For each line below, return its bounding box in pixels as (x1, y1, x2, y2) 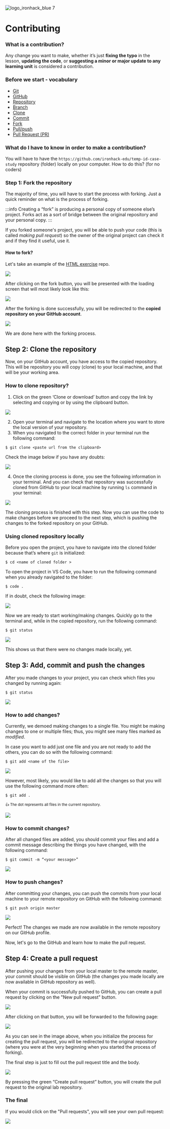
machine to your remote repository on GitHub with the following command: (5, 895, 162, 902)
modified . (5, 734, 25, 740)
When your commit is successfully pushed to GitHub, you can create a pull (5, 988, 162, 995)
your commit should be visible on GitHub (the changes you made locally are (5, 973, 164, 979)
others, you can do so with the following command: (5, 749, 113, 755)
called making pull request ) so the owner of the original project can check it (5, 233, 164, 239)
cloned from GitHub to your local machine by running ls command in (12, 484, 157, 490)
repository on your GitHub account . (5, 311, 82, 317)
